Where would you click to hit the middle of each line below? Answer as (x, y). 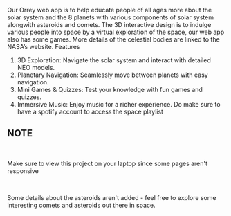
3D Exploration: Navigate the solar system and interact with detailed (114, 60)
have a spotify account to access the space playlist (90, 111)
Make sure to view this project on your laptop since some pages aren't (108, 163)
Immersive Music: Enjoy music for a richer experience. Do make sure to (119, 104)
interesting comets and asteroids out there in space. (81, 205)
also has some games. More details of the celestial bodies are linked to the (113, 39)
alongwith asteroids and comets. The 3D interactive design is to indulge (109, 25)
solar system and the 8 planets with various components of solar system (111, 17)
